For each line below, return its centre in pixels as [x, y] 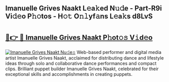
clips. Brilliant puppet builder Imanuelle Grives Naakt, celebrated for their [82, 69]
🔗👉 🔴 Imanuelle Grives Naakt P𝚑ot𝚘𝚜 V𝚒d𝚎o [79, 37]
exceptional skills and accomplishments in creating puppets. [69, 74]
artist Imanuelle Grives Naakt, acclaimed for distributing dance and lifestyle [84, 58]
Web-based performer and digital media [119, 52]
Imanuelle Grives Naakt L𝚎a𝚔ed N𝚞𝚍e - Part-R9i [84, 8]
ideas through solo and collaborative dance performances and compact [81, 63]
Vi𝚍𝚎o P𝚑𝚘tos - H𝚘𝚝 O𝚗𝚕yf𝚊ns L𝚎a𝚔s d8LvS [79, 17]
